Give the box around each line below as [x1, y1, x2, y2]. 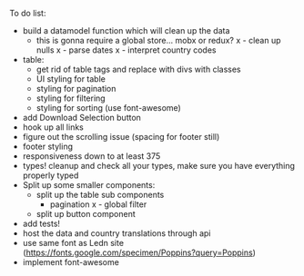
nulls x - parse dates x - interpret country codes [35, 44, 217, 55]
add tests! [22, 218, 61, 229]
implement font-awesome [22, 257, 120, 267]
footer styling [22, 141, 73, 152]
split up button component [35, 209, 137, 219]
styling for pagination [35, 84, 117, 94]
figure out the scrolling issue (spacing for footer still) [22, 132, 220, 142]
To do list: [9, 8, 46, 18]
